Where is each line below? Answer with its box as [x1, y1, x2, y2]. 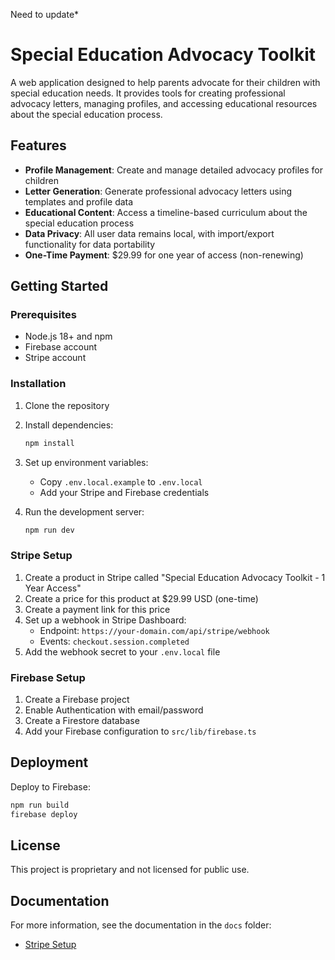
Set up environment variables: [24, 456, 149, 468]
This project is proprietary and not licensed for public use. [10, 864, 250, 876]
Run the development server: [24, 505, 145, 518]
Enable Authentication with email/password [24, 704, 204, 716]
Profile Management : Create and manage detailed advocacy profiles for [24, 164, 324, 176]
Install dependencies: [24, 419, 114, 431]
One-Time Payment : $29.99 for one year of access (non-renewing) [24, 249, 304, 261]
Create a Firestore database [24, 715, 140, 727]
